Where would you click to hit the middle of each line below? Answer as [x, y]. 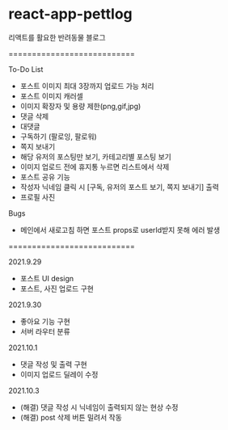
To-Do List [26, 69]
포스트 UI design [47, 278]
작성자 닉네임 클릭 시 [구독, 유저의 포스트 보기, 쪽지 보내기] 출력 [120, 187]
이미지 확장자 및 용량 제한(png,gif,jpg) [80, 106]
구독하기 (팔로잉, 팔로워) [58, 136]
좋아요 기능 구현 [45, 321]
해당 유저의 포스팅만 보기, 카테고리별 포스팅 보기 [95, 156]
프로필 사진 [38, 197]
